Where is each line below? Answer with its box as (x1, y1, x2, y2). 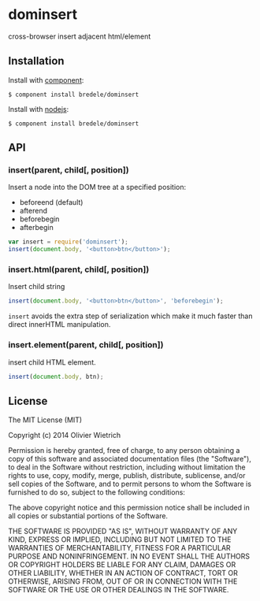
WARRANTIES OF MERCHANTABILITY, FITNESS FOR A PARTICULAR (8, 543, 231, 553)
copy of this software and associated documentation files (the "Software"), (8, 454, 252, 464)
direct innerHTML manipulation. (8, 320, 111, 329)
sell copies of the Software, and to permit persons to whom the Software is (8, 479, 252, 489)
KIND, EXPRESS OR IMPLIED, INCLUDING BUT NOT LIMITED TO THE (8, 535, 232, 544)
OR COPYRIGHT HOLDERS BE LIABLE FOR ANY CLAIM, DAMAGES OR (8, 560, 236, 569)
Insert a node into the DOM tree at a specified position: (8, 183, 187, 192)
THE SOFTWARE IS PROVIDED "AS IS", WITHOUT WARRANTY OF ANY (8, 526, 238, 536)
